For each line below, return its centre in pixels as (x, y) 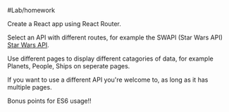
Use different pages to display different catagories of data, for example (110, 58)
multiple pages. (30, 87)
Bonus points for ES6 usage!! (49, 101)
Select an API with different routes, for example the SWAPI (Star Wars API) (115, 37)
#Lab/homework (31, 10)
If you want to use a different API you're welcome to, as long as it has (108, 80)
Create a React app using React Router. (64, 24)
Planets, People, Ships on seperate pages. (69, 66)
